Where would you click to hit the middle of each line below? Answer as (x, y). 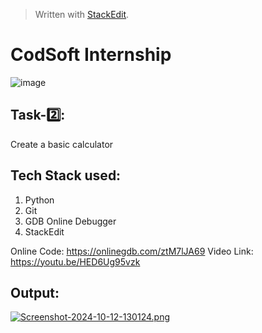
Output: (35, 292)
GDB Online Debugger (70, 221)
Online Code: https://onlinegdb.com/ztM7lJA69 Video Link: (132, 251)
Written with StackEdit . (82, 14)
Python (39, 200)
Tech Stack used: (66, 175)
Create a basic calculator (62, 144)
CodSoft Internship (91, 55)
